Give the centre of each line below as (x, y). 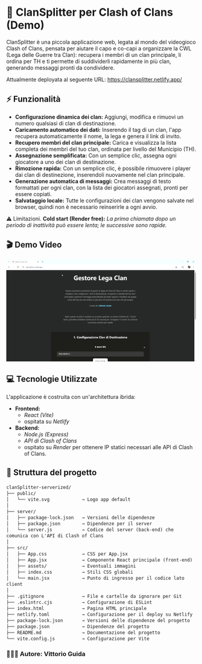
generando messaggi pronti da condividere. (61, 67)
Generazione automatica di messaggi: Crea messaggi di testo (93, 181)
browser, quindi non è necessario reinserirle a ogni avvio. (86, 207)
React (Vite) (39, 415)
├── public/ (21, 493)
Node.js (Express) (46, 434)
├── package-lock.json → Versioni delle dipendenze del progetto (98, 620)
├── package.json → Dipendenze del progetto (78, 626)
